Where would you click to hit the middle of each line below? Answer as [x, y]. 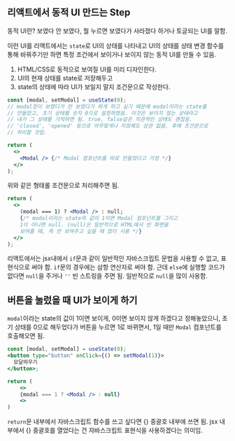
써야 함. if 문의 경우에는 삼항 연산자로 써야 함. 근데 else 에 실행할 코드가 [128, 267]
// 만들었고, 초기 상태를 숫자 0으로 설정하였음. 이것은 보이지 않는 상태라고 [102, 113]
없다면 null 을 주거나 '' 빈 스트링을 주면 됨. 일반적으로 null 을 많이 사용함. [107, 276]
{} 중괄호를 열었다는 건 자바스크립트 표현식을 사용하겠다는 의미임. [114, 430]
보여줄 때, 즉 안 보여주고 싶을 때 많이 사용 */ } [81, 231]
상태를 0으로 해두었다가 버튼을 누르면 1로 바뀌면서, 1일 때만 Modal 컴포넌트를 [118, 327]
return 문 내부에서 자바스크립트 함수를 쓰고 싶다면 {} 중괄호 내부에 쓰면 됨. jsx [113, 421]
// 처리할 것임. [27, 133]
